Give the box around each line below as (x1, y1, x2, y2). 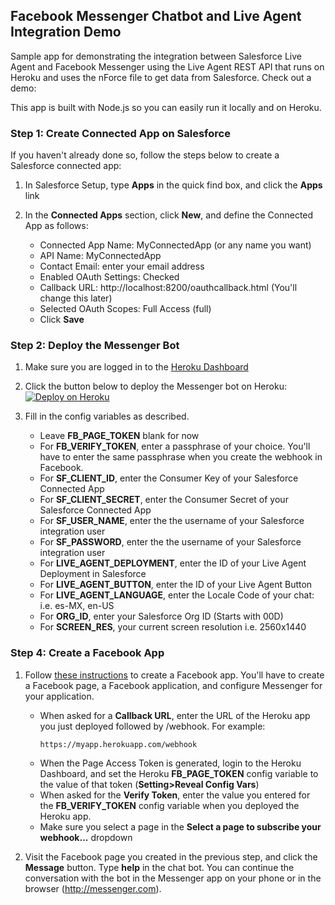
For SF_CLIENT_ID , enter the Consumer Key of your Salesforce (39, 472, 299, 484)
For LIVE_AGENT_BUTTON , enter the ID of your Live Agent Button (39, 579, 313, 591)
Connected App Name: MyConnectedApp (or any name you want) (39, 239, 312, 251)
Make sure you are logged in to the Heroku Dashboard (24, 361, 249, 373)
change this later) (39, 292, 113, 304)
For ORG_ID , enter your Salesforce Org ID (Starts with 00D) (39, 610, 284, 623)
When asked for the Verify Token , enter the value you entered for (39, 789, 311, 801)
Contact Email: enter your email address (39, 260, 205, 273)
